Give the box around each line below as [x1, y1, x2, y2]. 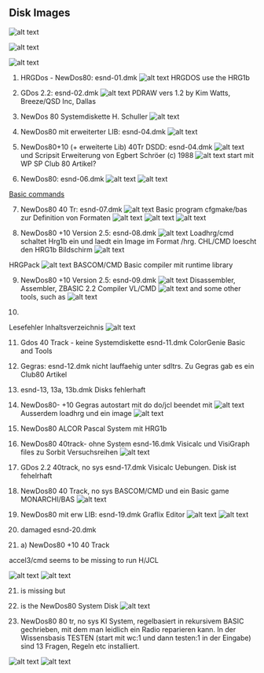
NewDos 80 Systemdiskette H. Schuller [20, 112, 148, 121]
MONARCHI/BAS [20, 495, 75, 504]
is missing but [20, 586, 66, 595]
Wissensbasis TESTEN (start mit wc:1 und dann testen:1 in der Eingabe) [20, 633, 251, 642]
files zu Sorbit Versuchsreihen [20, 447, 119, 457]
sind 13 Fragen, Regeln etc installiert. [20, 641, 140, 651]
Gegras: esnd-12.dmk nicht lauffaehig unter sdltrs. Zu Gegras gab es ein [20, 361, 255, 370]
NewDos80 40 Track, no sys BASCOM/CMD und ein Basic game [20, 486, 229, 495]
